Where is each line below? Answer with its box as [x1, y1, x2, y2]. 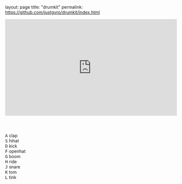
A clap [5, 132, 18, 138]
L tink [5, 174, 17, 180]
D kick [5, 143, 18, 149]
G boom [5, 154, 21, 159]
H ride [5, 159, 17, 164]
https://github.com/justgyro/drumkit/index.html [5, 9, 100, 15]
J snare [5, 164, 21, 170]
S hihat [5, 138, 19, 144]
